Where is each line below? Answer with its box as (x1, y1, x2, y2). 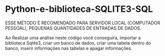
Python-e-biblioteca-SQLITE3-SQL (5, 3, 153, 15)
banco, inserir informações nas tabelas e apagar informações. (5, 45, 133, 51)
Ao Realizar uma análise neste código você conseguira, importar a (5, 35, 141, 41)
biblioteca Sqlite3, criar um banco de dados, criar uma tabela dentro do (5, 40, 152, 46)
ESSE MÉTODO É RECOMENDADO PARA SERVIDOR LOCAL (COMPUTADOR (5, 20, 161, 26)
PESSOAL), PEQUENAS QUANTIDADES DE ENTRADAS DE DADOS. (5, 25, 142, 31)
